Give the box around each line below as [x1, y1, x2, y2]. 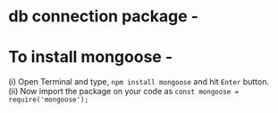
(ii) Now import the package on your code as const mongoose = [8, 86, 240, 97]
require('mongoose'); [8, 95, 89, 104]
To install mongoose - [8, 47, 173, 68]
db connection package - [8, 6, 198, 27]
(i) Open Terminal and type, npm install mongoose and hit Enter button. [8, 77, 270, 87]
